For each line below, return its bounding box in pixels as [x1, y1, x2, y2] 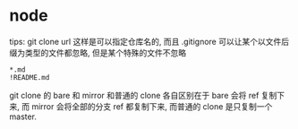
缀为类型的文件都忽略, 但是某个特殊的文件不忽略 [9, 47, 186, 58]
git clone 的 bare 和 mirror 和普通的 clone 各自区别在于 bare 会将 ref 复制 [9, 90, 277, 100]
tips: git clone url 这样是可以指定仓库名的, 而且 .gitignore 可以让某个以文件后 [9, 36, 289, 47]
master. [9, 111, 38, 122]
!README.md [9, 73, 50, 82]
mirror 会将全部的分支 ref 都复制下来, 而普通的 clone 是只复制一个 [30, 100, 273, 112]
